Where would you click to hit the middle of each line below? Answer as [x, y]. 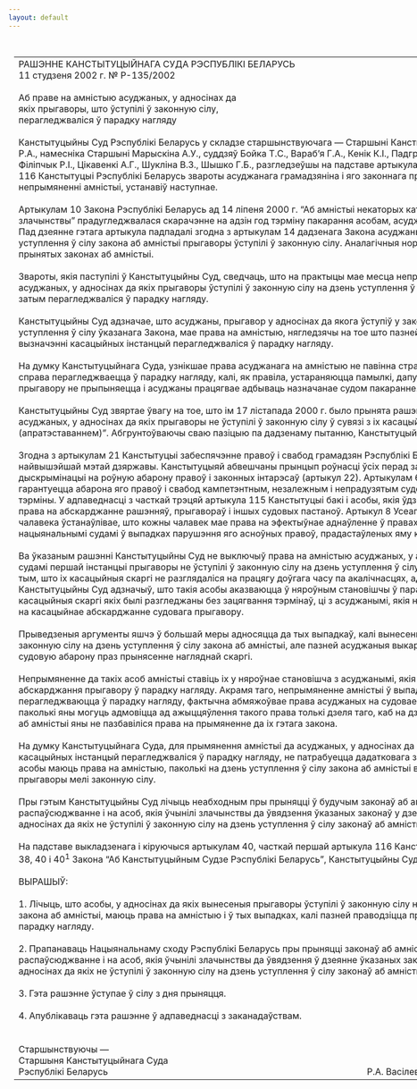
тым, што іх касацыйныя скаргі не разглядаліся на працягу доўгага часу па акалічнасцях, [213, 578]
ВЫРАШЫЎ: [43, 882]
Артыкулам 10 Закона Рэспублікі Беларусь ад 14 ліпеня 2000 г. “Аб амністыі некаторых [211, 209]
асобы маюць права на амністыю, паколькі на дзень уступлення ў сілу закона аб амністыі [215, 768]
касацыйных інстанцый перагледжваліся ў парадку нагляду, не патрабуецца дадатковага [214, 756]
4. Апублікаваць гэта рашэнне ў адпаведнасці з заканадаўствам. [160, 1016]
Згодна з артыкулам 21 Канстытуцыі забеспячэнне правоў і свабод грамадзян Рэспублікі [214, 455]
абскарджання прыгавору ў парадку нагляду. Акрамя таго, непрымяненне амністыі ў [205, 689]
